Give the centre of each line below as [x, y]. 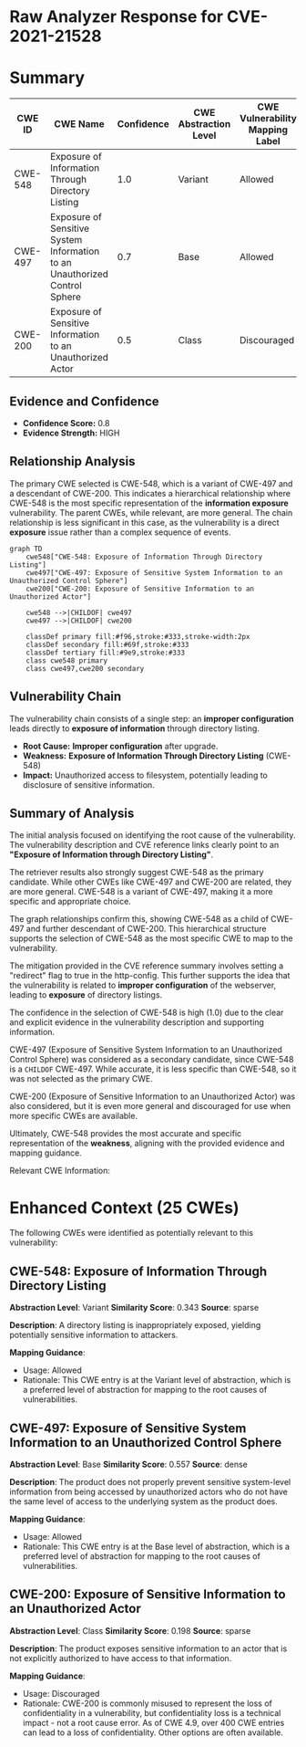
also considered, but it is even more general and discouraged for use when [150, 1106]
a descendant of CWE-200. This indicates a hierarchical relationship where [150, 493]
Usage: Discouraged [61, 1693]
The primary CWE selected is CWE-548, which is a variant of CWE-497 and [151, 483]
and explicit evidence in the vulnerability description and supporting [137, 1022]
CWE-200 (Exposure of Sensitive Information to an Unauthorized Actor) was [153, 1096]
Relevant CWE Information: [60, 1171]
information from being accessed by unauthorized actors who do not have [149, 1491]
